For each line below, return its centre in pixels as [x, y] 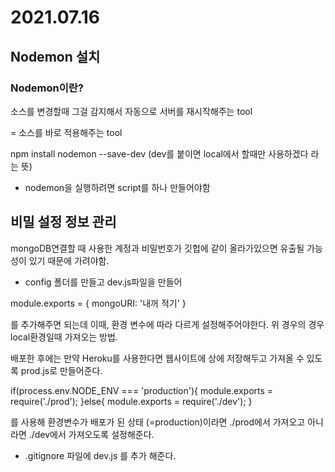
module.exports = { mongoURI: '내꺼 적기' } [98, 303]
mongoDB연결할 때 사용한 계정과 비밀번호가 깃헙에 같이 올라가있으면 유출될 [157, 248]
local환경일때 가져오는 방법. [64, 337]
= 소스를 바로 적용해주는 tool [66, 132]
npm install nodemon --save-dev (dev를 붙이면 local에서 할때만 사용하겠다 [159, 153]
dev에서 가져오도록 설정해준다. [94, 434]
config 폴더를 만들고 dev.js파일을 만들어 [103, 282]
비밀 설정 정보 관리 [63, 222]
